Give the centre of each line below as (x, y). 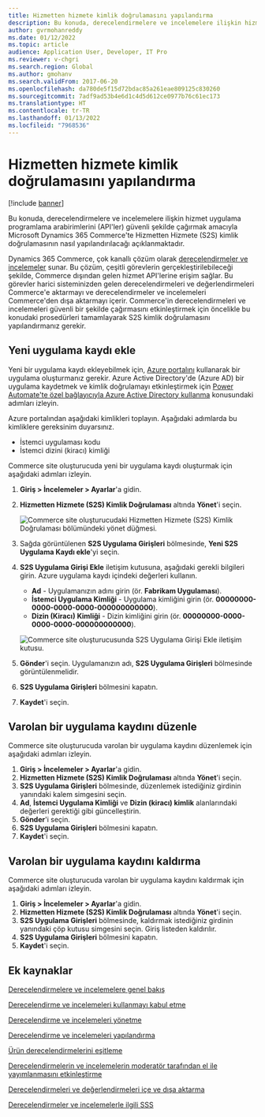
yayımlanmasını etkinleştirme (55, 1074)
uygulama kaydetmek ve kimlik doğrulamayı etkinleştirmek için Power (121, 386)
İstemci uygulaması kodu (60, 441)
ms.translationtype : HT (47, 103)
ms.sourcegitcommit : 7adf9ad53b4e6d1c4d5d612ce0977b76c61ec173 (114, 96)
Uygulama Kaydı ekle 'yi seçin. (69, 552)
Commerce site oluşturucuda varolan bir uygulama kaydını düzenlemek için (130, 746)
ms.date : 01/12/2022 (42, 37)
